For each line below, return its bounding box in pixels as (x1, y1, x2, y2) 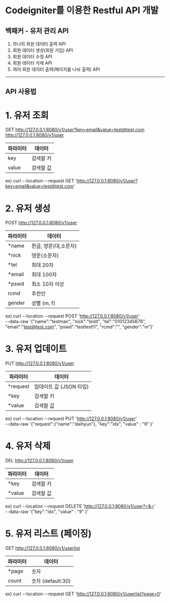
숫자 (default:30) (31, 578, 71, 585)
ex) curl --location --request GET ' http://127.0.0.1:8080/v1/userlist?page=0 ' (5, 591, 161, 597)
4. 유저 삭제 (5, 440, 51, 452)
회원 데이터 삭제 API (12, 60, 53, 66)
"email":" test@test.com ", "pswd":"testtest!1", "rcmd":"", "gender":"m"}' (5, 324, 154, 330)
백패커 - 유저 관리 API (5, 26, 69, 35)
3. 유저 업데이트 (5, 343, 67, 355)
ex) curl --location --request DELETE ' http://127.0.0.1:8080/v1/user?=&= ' (5, 503, 156, 510)
